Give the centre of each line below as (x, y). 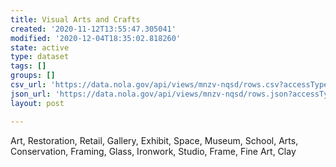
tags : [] (28, 66)
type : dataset (40, 57)
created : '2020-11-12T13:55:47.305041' (93, 29)
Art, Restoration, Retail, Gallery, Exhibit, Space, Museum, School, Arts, (154, 140)
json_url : (31, 94)
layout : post (37, 103)
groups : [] (33, 76)
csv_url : (28, 85)
